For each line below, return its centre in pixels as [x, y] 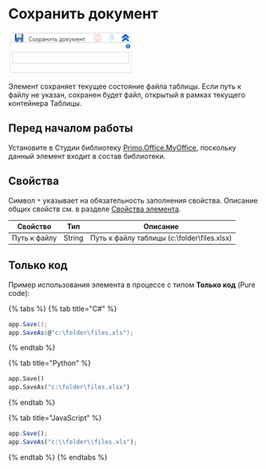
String [73, 238]
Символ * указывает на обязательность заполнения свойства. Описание [133, 200]
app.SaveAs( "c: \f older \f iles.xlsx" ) [69, 388]
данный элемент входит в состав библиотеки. [87, 156]
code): [19, 293]
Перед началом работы [71, 128]
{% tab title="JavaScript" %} [55, 418]
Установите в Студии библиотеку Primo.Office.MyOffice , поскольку [123, 148]
